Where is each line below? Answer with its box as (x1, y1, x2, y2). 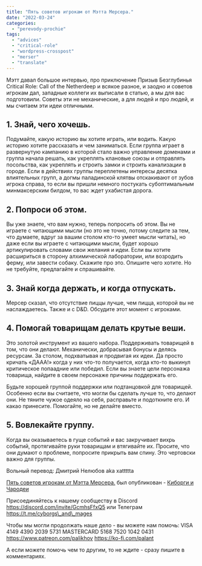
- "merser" (11, 54, 39, 60)
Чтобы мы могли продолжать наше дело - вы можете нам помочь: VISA (6, 521, 194, 528)
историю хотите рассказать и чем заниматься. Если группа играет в (6, 142, 184, 149)
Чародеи (6, 485, 29, 492)
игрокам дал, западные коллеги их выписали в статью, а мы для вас (6, 89, 185, 96)
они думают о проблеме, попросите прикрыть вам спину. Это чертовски (6, 449, 195, 456)
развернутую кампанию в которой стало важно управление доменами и (6, 148, 195, 156)
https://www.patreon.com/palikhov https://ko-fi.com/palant (6, 534, 154, 542)
